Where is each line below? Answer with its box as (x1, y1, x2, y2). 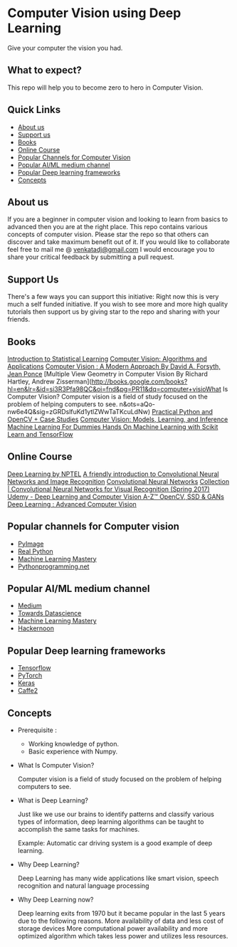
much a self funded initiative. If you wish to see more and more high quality (7, 300, 228, 309)
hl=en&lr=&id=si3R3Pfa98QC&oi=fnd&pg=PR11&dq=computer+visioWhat (7, 385, 222, 393)
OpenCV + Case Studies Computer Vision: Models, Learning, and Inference (7, 415, 228, 423)
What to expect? (7, 64, 82, 76)
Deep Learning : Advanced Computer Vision (7, 499, 137, 508)
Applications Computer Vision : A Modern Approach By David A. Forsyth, (7, 362, 221, 371)
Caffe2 (17, 687, 38, 695)
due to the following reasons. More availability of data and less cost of (17, 916, 224, 926)
